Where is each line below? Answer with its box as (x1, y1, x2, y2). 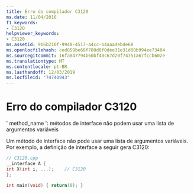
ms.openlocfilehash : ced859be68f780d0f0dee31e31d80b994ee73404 (6, 47, 166, 53)
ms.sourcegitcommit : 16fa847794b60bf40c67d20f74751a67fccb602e (6, 53, 166, 59)
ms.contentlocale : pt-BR (6, 63, 67, 70)
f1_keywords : (6, 20, 38, 25)
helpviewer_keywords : (6, 31, 60, 37)
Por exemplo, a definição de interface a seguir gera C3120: (6, 144, 150, 151)
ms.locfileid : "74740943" (6, 75, 70, 80)
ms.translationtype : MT (6, 58, 65, 64)
